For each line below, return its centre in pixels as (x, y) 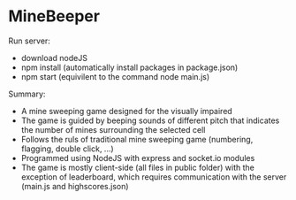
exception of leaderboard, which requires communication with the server (154, 177)
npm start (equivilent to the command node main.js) (115, 76)
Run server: (29, 41)
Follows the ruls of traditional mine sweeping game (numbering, (137, 139)
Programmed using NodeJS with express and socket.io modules (138, 158)
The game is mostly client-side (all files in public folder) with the (138, 167)
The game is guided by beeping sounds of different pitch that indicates (150, 120)
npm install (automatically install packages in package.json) (129, 67)
